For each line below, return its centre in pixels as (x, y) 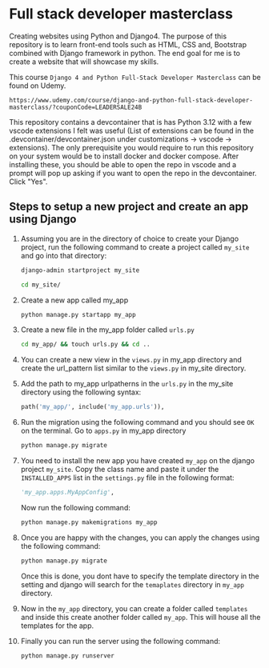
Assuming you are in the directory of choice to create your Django (130, 238)
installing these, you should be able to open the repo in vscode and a (123, 164)
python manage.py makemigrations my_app (89, 522)
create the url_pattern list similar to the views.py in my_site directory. (133, 368)
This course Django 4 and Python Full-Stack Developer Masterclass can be (135, 77)
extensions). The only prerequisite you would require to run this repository (132, 147)
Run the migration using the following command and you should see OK (137, 422)
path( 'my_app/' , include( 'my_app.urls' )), (92, 407)
